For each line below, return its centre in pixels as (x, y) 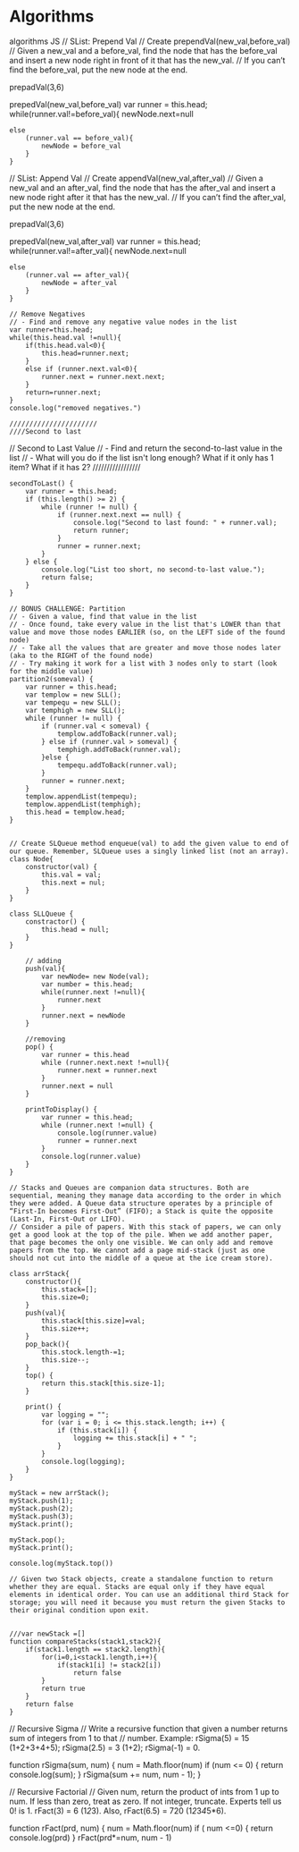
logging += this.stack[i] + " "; (135, 1438)
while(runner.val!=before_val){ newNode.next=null (101, 114)
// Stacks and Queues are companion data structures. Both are (129, 1188)
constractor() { (56, 922)
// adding (44, 960)
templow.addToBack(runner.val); (117, 734)
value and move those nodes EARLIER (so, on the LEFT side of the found (147, 632)
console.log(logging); (83, 1461)
